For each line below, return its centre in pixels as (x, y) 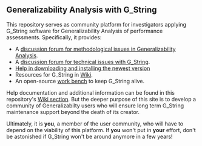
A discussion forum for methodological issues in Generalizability (95, 49)
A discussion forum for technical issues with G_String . (82, 62)
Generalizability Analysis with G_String (82, 10)
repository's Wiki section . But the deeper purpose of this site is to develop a (101, 99)
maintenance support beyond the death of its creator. (73, 112)
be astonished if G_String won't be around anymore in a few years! (89, 136)
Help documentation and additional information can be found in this (90, 92)
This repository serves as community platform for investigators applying (96, 24)
